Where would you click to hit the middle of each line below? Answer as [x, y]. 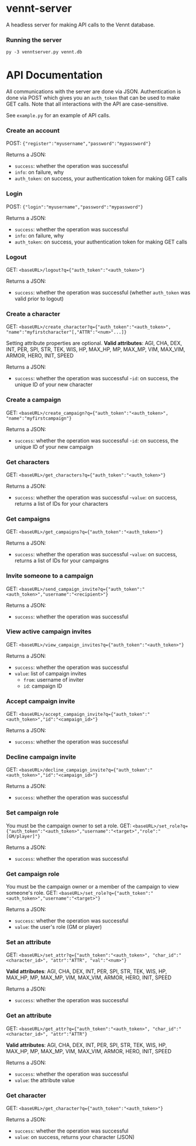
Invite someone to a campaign [50, 576]
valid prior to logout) [39, 299]
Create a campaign [34, 400]
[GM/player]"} [23, 836]
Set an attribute [29, 942]
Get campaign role [33, 874]
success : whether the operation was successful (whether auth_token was [102, 293]
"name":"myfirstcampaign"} [39, 418]
